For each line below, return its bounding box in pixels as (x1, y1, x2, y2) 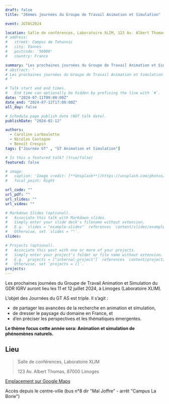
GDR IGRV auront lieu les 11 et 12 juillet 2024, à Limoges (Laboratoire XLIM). (5, 285, 162, 291)
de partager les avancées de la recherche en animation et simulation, (12, 305, 156, 311)
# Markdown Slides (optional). (5, 210, 71, 215)
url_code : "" (5, 187, 33, 193)
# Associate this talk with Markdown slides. (5, 215, 107, 220)
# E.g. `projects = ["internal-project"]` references (5, 257, 125, 262)
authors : (5, 127, 24, 132)
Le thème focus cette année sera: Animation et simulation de (5, 326, 135, 331)
